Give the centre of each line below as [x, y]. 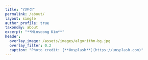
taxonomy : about [22, 28]
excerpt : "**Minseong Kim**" [35, 32]
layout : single [21, 18]
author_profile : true [27, 23]
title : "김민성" [20, 9]
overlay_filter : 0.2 [30, 45]
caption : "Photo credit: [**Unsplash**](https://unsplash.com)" [76, 50]
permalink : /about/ [25, 14]
